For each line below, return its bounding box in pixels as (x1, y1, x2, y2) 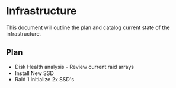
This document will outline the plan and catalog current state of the (6, 24, 170, 31)
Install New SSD (14, 70, 55, 77)
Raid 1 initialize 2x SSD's (14, 76, 75, 83)
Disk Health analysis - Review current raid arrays (14, 63, 135, 70)
